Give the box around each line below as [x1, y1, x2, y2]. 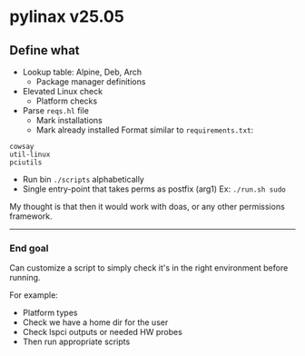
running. [9, 272, 41, 283]
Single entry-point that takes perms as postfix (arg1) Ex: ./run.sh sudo [22, 183, 286, 194]
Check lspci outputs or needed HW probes [22, 327, 183, 338]
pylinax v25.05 [9, 6, 124, 27]
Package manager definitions [35, 76, 146, 87]
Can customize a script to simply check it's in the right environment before [9, 262, 289, 273]
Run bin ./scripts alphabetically [22, 174, 145, 184]
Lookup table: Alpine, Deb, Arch [22, 66, 143, 77]
